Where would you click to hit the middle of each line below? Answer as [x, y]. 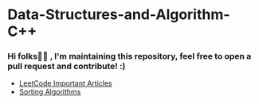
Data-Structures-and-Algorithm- [119, 15]
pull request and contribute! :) [67, 67]
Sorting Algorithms [50, 92]
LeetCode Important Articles [65, 83]
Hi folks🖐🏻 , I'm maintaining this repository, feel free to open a [129, 56]
